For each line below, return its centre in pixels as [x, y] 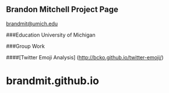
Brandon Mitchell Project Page [62, 10]
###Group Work [25, 46]
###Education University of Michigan [51, 35]
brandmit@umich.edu [32, 23]
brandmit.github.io [52, 81]
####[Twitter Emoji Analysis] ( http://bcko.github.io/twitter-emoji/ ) [85, 57]
